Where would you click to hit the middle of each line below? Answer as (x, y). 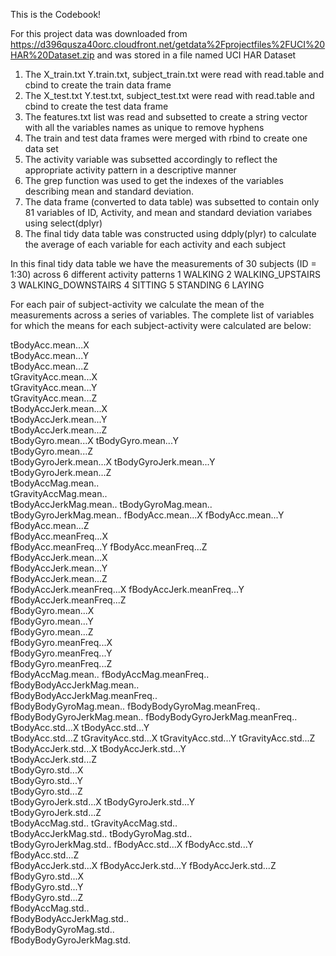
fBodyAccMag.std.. (50, 908)
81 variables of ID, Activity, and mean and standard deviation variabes (168, 212)
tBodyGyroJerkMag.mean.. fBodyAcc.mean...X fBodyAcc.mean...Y (147, 515)
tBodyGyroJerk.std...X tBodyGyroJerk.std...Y (103, 802)
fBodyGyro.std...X (47, 876)
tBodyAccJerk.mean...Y (59, 419)
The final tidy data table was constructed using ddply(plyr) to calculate (170, 233)
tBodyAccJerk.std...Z (54, 759)
